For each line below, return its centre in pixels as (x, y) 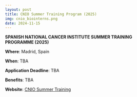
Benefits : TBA (19, 80)
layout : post (18, 10)
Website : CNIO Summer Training (38, 89)
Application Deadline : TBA (32, 71)
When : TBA (17, 61)
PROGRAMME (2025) (27, 42)
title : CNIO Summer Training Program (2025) (51, 14)
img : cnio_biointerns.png (31, 19)
